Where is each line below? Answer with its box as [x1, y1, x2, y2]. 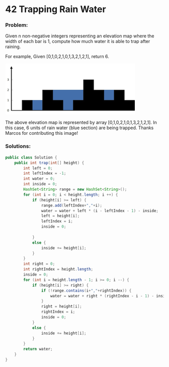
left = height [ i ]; [41, 214, 80, 219]
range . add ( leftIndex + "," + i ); [41, 203, 102, 208]
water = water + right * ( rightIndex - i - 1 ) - [50, 293, 154, 298]
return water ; [23, 347, 53, 352]
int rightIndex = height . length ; [23, 267, 94, 272]
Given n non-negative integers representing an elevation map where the [5, 33, 154, 39]
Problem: [5, 22, 28, 29]
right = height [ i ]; [41, 304, 82, 309]
